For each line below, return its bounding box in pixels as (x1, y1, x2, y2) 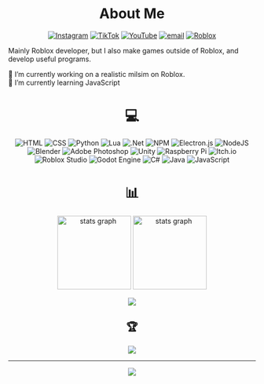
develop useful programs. (8, 54, 92, 64)
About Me (99, 5, 165, 23)
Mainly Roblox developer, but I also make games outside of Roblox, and (8, 46, 239, 55)
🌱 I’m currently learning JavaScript (8, 78, 120, 87)
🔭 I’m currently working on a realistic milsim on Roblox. (8, 69, 185, 79)
